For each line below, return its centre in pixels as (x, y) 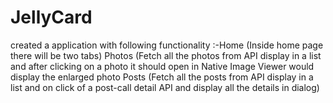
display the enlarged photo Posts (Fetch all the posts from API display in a (162, 77)
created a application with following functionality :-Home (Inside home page (167, 45)
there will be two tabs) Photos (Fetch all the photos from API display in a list (166, 55)
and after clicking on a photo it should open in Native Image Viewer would (162, 66)
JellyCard (51, 17)
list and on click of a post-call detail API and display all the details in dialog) (165, 87)
